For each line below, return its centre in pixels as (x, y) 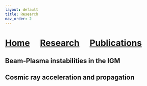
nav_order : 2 (18, 19)
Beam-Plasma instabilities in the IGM (63, 61)
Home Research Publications (73, 43)
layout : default (22, 10)
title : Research (22, 14)
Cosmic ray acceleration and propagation (70, 77)
